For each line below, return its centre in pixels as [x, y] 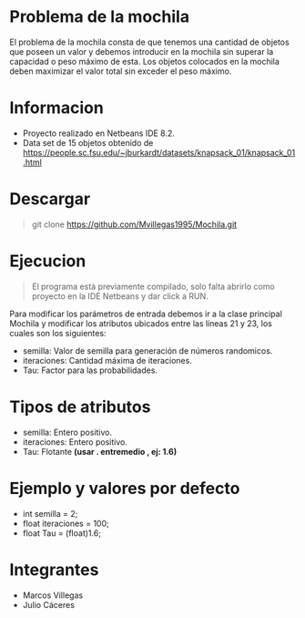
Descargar [50, 199]
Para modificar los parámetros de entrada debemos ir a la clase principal [146, 314]
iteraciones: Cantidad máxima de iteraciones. [107, 360]
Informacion [57, 108]
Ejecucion [48, 261]
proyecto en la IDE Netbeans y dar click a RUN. [120, 296]
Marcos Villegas [53, 595]
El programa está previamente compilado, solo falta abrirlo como [153, 286]
